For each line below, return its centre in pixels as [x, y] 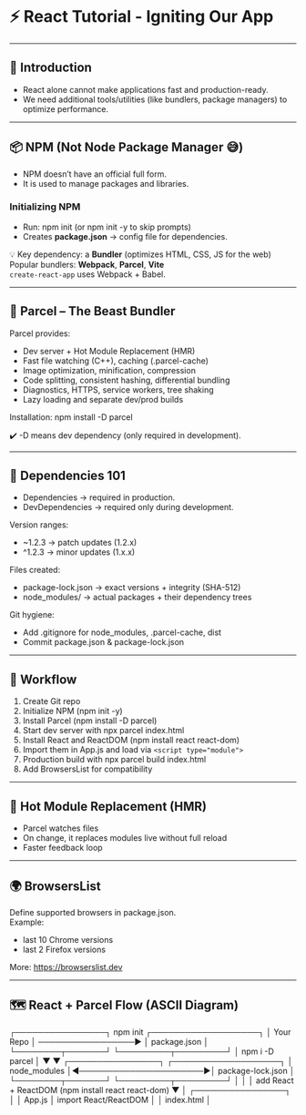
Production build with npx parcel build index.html [114, 760]
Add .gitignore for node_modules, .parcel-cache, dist [122, 632]
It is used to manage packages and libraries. [106, 183]
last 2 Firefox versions [64, 949]
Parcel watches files [61, 828]
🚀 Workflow [43, 679]
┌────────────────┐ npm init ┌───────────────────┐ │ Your [150, 1032]
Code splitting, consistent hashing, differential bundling [126, 380]
